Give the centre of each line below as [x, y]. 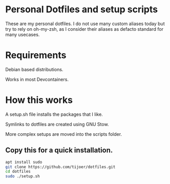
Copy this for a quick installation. [59, 150]
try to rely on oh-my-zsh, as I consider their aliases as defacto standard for [84, 29]
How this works [39, 100]
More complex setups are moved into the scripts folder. [63, 134]
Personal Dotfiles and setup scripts [81, 9]
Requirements [36, 55]
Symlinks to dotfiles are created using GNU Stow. [57, 124]
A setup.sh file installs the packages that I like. [54, 114]
